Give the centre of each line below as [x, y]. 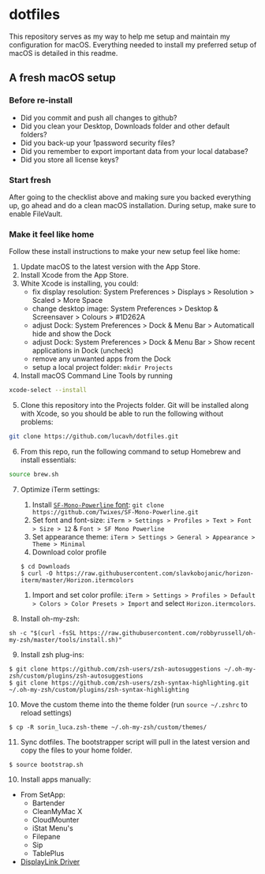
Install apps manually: [56, 779]
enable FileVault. [36, 214]
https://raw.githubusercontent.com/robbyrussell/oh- [168, 633]
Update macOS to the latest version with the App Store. [110, 267]
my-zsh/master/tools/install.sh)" [66, 640]
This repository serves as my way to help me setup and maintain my [120, 36]
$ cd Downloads [45, 566]
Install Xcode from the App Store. [75, 275]
